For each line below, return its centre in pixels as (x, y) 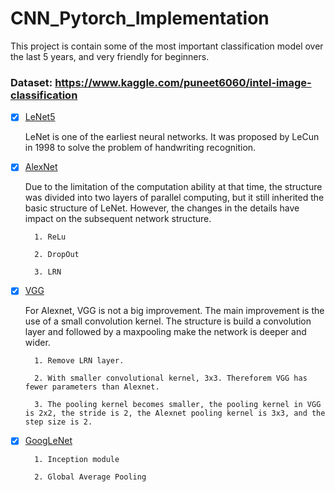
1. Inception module (77, 460)
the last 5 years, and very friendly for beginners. (110, 56)
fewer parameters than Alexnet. (92, 387)
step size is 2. (58, 422)
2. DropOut (57, 255)
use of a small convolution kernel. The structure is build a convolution (168, 321)
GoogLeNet (48, 441)
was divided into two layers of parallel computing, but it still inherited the (174, 198)
